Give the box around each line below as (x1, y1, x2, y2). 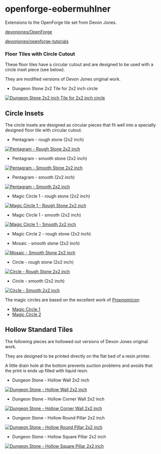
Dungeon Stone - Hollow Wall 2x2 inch (12, 377, 90, 383)
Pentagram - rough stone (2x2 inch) (12, 137, 84, 143)
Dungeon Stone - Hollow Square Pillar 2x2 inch (12, 434, 107, 439)
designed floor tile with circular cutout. (5, 127, 82, 133)
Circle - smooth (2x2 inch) (12, 278, 65, 284)
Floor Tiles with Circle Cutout (5, 50, 75, 57)
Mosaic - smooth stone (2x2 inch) (12, 240, 80, 246)
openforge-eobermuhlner (5, 3, 111, 15)
